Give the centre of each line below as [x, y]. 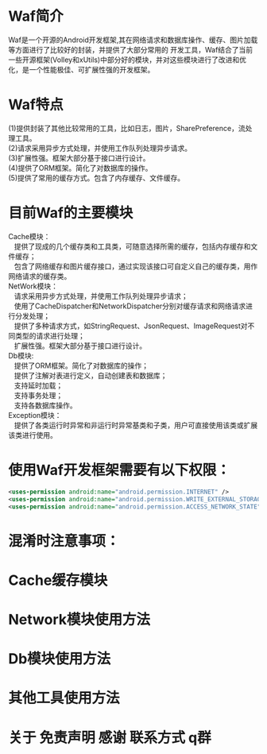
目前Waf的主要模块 [71, 213]
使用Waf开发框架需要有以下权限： [119, 470]
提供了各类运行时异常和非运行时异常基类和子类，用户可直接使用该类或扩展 [136, 425]
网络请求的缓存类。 [40, 276]
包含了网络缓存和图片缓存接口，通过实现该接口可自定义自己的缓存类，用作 [136, 266]
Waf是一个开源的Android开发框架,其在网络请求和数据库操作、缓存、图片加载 [133, 40]
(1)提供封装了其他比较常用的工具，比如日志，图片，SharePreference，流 [127, 128]
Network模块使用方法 [79, 619]
